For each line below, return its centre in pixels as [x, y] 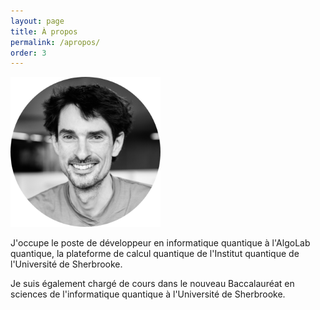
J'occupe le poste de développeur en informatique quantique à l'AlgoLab [160, 243]
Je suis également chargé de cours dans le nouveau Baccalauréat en [152, 284]
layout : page [37, 21]
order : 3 [28, 53]
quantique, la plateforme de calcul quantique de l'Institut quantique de [155, 254]
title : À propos [44, 31]
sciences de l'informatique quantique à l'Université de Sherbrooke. [148, 294]
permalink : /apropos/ [55, 42]
